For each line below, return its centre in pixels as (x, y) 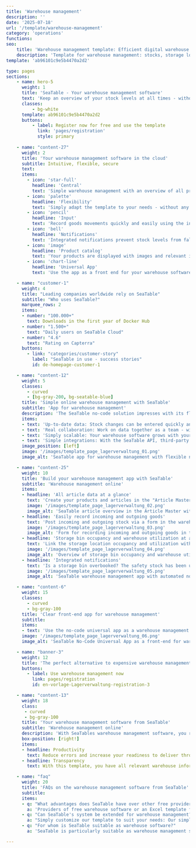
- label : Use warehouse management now (76, 674)
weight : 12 (35, 657)
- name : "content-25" (43, 467)
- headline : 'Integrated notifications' (71, 560)
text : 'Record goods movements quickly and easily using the (108, 224)
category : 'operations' (35, 33)
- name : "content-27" (43, 147)
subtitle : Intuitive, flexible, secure (70, 164)
